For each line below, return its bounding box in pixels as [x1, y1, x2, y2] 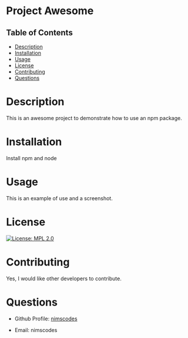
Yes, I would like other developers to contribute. [6, 275, 122, 282]
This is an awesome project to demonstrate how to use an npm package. [6, 114, 182, 121]
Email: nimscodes [14, 326, 58, 333]
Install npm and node [6, 154, 57, 161]
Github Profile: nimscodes [14, 315, 78, 322]
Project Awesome [6, 4, 94, 18]
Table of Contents [6, 28, 73, 38]
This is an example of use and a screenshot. [6, 194, 113, 201]
